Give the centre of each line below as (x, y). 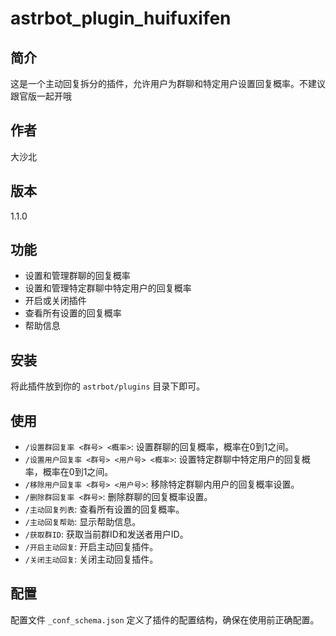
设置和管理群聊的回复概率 (77, 276)
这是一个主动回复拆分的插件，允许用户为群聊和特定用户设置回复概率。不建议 (168, 83)
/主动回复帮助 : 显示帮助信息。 (83, 522)
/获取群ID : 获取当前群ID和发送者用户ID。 (106, 534)
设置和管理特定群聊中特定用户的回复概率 (108, 288)
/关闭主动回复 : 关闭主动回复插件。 (91, 559)
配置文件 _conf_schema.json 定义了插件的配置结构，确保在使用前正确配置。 (165, 619)
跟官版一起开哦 (41, 96)
